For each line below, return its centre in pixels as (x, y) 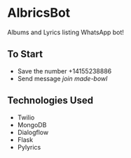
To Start (25, 54)
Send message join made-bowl (62, 78)
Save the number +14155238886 (64, 71)
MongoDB (32, 124)
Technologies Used (50, 100)
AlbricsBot (39, 13)
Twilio (26, 117)
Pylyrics (29, 147)
